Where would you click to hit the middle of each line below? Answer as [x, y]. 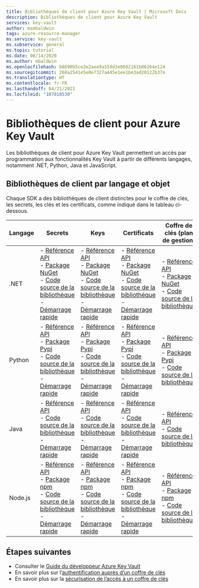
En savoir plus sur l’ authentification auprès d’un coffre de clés [90, 573]
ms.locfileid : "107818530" [39, 94]
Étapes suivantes [39, 552]
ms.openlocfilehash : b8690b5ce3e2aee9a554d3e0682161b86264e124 [86, 67]
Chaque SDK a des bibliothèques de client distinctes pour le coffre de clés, [98, 198]
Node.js [20, 497]
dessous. [17, 210]
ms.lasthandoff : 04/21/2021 [41, 89]
